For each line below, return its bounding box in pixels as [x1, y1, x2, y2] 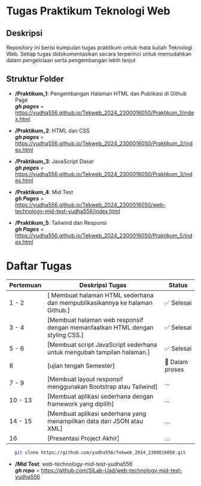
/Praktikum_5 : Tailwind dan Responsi [14, 219, 107, 226]
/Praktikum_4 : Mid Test [14, 188, 74, 195]
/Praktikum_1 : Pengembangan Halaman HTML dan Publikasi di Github [14, 90, 187, 97]
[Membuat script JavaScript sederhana [47, 340, 157, 349]
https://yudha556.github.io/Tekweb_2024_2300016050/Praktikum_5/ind [14, 232, 193, 239]
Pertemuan [9, 280, 42, 289]
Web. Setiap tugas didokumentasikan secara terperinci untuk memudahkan [6, 50, 191, 58]
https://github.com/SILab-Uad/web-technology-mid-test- [41, 466, 182, 474]
